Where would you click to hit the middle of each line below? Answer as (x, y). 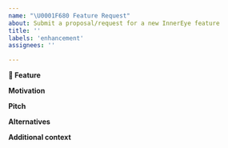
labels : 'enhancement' (46, 38)
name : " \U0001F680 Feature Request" (69, 16)
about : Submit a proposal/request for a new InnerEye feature (114, 23)
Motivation (27, 91)
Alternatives (29, 122)
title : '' (25, 30)
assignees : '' (32, 46)
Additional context (40, 138)
